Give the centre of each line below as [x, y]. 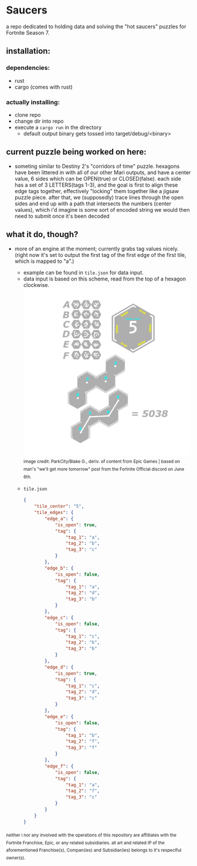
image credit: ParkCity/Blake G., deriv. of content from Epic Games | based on [102, 461]
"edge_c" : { [59, 618]
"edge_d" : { [59, 667]
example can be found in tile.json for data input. [83, 272]
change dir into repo [39, 121]
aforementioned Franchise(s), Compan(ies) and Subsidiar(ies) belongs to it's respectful [94, 850]
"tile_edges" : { [54, 513]
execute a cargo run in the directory [58, 127]
